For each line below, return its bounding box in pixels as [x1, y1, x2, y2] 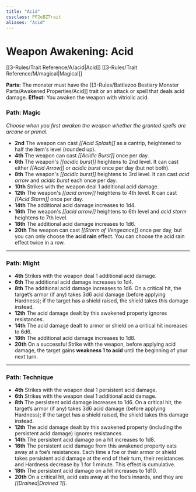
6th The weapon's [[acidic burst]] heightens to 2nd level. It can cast [14, 158, 179, 165]
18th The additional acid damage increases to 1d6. [14, 220, 136, 227]
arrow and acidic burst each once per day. [14, 177, 117, 184]
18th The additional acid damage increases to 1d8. [14, 334, 136, 341]
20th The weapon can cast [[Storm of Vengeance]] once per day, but [14, 226, 182, 233]
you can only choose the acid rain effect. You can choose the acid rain [14, 232, 185, 240]
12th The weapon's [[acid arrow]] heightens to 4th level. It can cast [14, 189, 177, 196]
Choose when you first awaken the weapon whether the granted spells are [6, 122, 186, 129]
